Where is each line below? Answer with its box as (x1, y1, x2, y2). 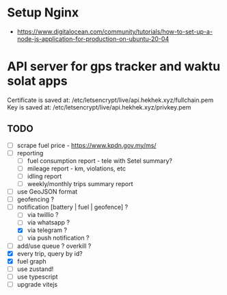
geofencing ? (16, 195, 55, 203)
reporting (16, 149, 44, 157)
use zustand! (16, 265, 54, 273)
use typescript (16, 272, 58, 281)
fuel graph (16, 257, 46, 265)
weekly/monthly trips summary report (27, 180, 133, 188)
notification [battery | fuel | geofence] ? (16, 203, 129, 211)
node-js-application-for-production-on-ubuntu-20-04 (16, 34, 170, 42)
